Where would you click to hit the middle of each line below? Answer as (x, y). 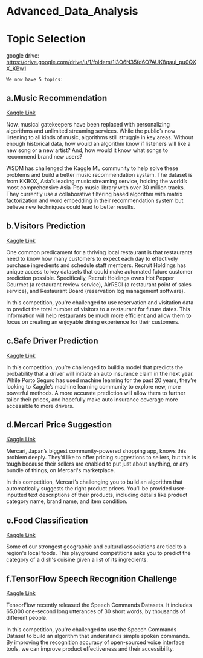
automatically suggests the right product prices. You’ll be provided (89, 489)
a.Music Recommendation (57, 98)
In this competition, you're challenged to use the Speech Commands (92, 630)
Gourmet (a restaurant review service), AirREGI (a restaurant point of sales (99, 284)
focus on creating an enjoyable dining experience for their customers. (93, 321)
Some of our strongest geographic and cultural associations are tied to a (96, 547)
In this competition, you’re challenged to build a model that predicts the (95, 367)
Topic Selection (46, 39)
